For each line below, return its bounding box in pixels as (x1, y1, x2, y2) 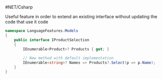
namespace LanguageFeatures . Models (5, 28, 79, 33)
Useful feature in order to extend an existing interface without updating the (5, 14, 158, 19)
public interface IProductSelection (14, 37, 90, 42)
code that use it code (5, 19, 48, 25)
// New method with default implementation (23, 56, 114, 61)
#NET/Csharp (5, 4, 33, 10)
